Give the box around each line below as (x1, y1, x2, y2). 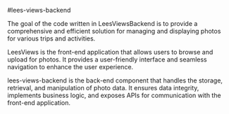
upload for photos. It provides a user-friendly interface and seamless (7, 55, 207, 64)
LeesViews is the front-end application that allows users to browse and (7, 48, 213, 56)
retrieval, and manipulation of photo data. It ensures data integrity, (7, 84, 199, 92)
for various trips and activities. (7, 34, 96, 43)
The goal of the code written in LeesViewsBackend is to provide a (7, 20, 198, 27)
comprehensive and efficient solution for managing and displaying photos (7, 27, 221, 35)
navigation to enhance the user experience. (7, 63, 134, 71)
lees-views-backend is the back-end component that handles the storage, (7, 76, 223, 85)
